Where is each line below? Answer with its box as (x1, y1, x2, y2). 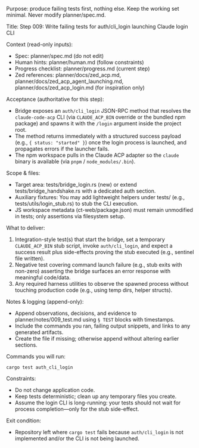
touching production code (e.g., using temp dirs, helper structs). (14, 286, 173, 293)
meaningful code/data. (14, 274, 71, 281)
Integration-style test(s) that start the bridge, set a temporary (14, 236, 165, 243)
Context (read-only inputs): (6, 41, 73, 48)
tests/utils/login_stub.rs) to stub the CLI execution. (14, 200, 139, 207)
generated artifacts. (14, 329, 64, 336)
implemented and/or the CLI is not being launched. (14, 435, 140, 442)
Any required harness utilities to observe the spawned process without (14, 280, 189, 287)
